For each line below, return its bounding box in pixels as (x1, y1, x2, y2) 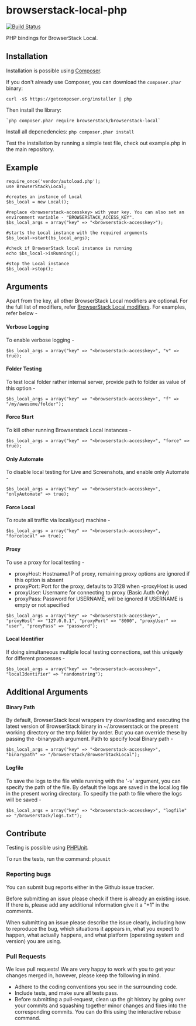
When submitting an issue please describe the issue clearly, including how (6, 918, 186, 926)
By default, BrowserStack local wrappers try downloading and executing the (6, 717, 190, 724)
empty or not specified (14, 601, 70, 609)
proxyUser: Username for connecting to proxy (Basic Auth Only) (14, 589, 170, 596)
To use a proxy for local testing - (6, 559, 85, 566)
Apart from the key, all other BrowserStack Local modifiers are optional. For (6, 298, 188, 305)
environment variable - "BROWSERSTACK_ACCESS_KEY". (6, 214, 135, 220)
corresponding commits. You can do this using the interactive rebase (14, 1008, 181, 1015)
